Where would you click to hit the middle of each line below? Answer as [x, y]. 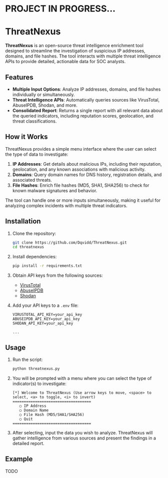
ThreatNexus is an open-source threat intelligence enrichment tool [74, 46]
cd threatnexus [28, 247]
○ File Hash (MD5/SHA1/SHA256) [52, 414]
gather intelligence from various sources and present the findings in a [84, 438]
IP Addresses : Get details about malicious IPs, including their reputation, [87, 164]
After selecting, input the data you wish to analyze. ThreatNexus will [82, 432]
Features [19, 77]
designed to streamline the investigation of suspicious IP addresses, [75, 51]
